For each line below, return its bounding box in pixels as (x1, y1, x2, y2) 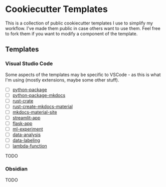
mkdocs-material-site (12, 109, 57, 115)
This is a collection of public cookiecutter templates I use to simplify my (5, 20, 153, 26)
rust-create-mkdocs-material (12, 103, 73, 109)
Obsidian (5, 165, 28, 172)
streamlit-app (12, 114, 41, 120)
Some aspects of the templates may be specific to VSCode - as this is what (5, 71, 161, 77)
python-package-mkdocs (12, 92, 66, 98)
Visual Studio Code (5, 60, 53, 67)
